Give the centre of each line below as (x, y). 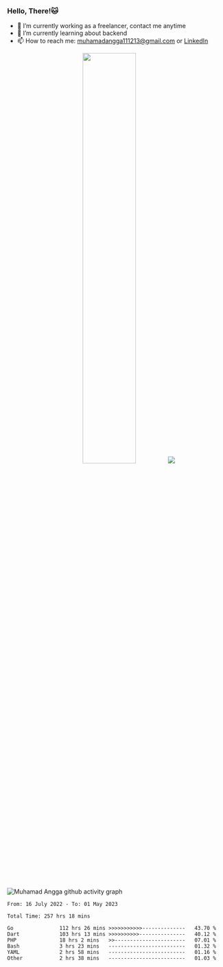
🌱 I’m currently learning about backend (72, 33)
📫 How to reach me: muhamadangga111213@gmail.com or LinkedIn (113, 41)
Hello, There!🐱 (33, 11)
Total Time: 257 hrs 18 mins (49, 916)
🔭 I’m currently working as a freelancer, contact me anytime (102, 26)
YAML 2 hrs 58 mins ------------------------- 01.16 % (111, 952)
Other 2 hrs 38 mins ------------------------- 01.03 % (111, 958)
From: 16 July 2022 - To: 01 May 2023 (62, 904)
